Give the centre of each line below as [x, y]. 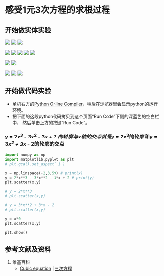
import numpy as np [25, 155]
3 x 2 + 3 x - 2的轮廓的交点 [35, 144]
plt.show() [16, 232]
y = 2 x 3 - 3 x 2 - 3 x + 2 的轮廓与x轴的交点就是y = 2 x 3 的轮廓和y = [81, 136]
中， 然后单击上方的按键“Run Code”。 [51, 122]
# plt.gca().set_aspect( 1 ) [35, 164]
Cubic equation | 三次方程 [46, 268]
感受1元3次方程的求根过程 [58, 10]
